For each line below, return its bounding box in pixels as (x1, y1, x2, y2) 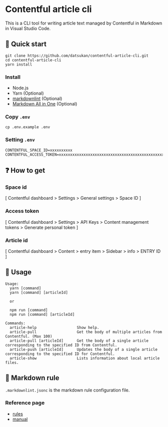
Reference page (5, 399, 45, 406)
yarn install (5, 62, 32, 67)
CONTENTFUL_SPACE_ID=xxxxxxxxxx (5, 148, 72, 153)
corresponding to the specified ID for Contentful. (5, 351, 115, 356)
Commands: (5, 320, 26, 326)
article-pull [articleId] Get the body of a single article (9, 338, 149, 343)
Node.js (12, 85, 29, 91)
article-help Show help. (9, 325, 99, 330)
